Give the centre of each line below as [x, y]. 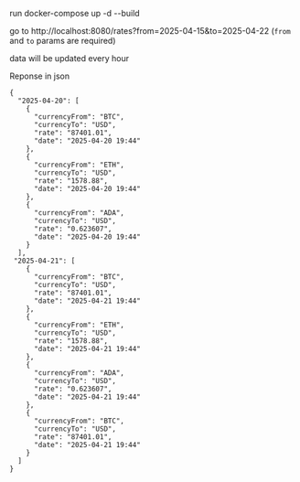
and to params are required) [63, 41]
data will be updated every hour [70, 58]
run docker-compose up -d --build [75, 13]
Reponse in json [40, 76]
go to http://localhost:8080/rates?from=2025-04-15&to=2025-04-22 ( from [150, 31]
